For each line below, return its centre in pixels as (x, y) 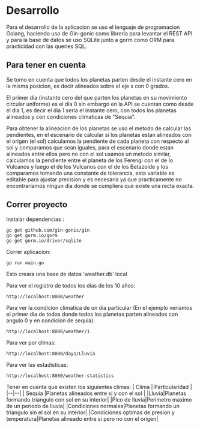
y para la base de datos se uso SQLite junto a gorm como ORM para (90, 40)
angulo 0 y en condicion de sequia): (50, 320)
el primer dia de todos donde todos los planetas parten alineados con (92, 314)
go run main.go (25, 263)
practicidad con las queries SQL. (47, 46)
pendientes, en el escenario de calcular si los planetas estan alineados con (99, 134)
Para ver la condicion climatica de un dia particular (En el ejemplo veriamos (99, 307)
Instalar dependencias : (35, 219)
